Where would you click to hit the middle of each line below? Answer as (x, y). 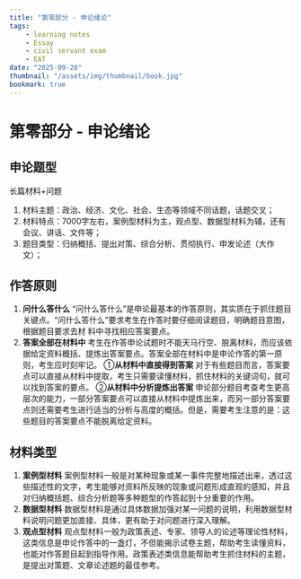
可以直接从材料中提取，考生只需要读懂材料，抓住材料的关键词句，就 (156, 376)
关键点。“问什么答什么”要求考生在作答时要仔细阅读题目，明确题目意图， (156, 320)
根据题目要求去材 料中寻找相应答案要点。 (98, 331)
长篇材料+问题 (36, 190)
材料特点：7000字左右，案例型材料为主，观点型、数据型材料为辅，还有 (154, 221)
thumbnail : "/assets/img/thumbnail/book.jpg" (96, 76)
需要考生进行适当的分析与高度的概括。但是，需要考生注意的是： (164, 410)
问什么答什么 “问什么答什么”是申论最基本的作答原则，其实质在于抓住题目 (157, 309)
